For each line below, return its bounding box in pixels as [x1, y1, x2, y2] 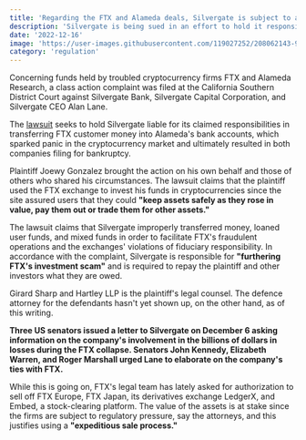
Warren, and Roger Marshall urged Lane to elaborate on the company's [9, 354, 283, 365]
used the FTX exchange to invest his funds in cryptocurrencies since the [9, 185, 282, 196]
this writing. [9, 307, 54, 319]
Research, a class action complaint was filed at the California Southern [9, 82, 275, 93]
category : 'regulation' [9, 47, 100, 56]
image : [9, 38, 35, 48]
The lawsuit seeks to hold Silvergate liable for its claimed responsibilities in [9, 119, 290, 130]
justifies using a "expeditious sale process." [9, 420, 178, 431]
